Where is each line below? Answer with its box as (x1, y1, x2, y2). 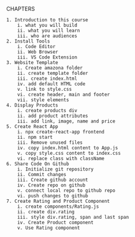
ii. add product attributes (17, 113, 88, 119)
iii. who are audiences (17, 33, 78, 39)
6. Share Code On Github (6, 161, 69, 167)
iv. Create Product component (17, 219, 94, 225)
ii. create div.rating (17, 209, 75, 215)
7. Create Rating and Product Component (6, 198, 111, 204)
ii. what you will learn (17, 27, 80, 34)
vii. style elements (17, 97, 69, 103)
